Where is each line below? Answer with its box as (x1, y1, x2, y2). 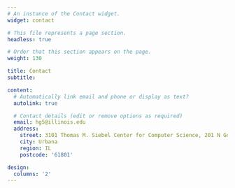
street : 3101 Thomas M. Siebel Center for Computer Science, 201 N (20, 132, 220, 139)
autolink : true (13, 99, 58, 107)
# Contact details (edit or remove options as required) (13, 113, 183, 120)
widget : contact (7, 17, 55, 24)
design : (7, 164, 30, 171)
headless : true (7, 36, 52, 43)
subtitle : (7, 74, 36, 81)
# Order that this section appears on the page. (7, 48, 152, 56)
